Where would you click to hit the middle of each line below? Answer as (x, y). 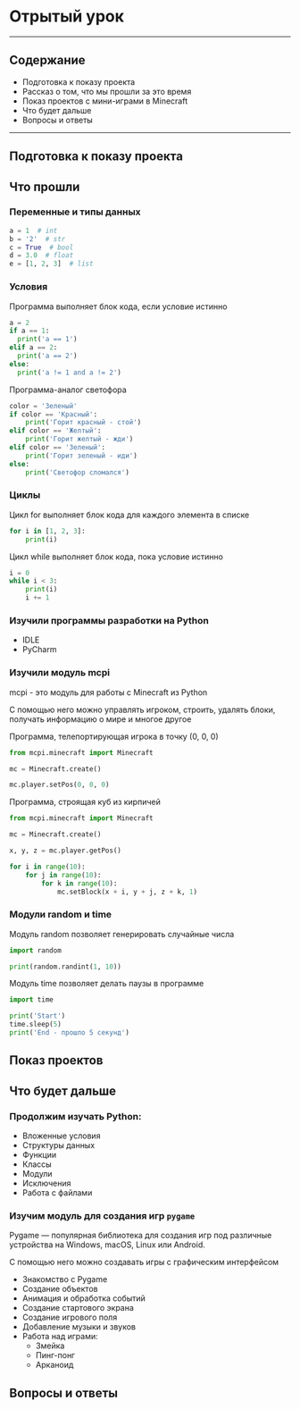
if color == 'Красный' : (54, 414)
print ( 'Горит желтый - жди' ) (79, 440)
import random (36, 950)
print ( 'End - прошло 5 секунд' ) (69, 1033)
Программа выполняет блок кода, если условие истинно (118, 306)
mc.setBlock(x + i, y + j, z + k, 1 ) (127, 892)
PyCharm (39, 650)
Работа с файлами (57, 1193)
